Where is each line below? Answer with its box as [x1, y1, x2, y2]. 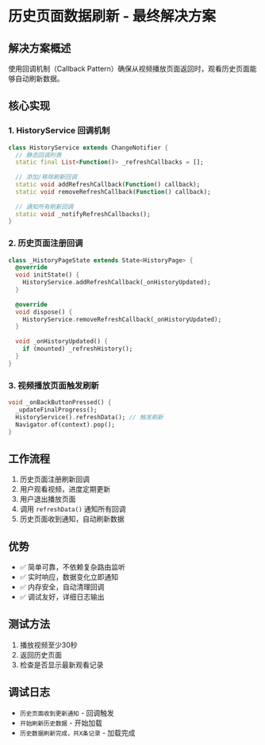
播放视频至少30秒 [19, 640, 78, 650]
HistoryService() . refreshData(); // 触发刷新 [15, 413, 164, 421]
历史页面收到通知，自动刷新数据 [19, 514, 125, 524]
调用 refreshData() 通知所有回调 [19, 504, 126, 514]
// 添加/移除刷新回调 [15, 173, 78, 181]
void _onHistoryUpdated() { [15, 338, 109, 345]
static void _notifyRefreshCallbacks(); [15, 210, 151, 218]
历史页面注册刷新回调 [19, 474, 90, 484]
